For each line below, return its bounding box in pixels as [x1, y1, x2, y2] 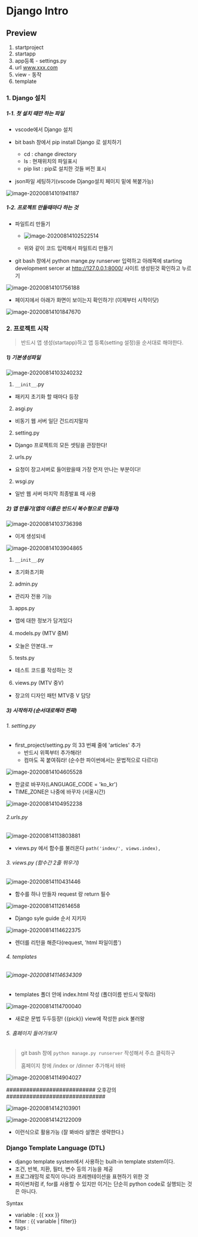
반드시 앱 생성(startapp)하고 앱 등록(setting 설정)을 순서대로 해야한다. [20, 339, 184, 346]
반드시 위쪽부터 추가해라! [23, 749, 82, 756]
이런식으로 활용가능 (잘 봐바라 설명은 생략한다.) [14, 1128, 124, 1136]
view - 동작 [14, 71, 42, 78]
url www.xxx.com [14, 64, 58, 71]
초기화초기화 [14, 568, 45, 576]
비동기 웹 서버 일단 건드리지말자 [14, 417, 88, 424]
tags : [14, 1224, 29, 1231]
